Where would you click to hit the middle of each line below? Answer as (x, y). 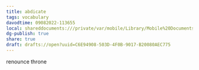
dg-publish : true (28, 34)
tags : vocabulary (28, 17)
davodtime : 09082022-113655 (41, 23)
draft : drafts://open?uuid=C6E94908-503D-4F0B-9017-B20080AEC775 (88, 45)
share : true (21, 39)
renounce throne (27, 61)
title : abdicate (26, 12)
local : (14, 28)
